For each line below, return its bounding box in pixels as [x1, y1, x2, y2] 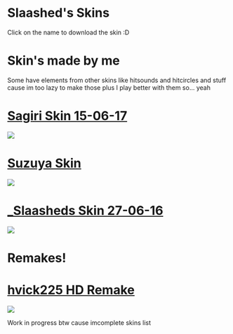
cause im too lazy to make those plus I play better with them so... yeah [7, 83, 211, 92]
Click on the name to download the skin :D [7, 28, 130, 36]
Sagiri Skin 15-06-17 [7, 108, 128, 124]
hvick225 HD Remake [7, 282, 135, 298]
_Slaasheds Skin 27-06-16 [7, 202, 164, 218]
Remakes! [7, 250, 67, 266]
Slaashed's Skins [7, 5, 110, 21]
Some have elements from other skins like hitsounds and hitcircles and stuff [7, 76, 227, 84]
